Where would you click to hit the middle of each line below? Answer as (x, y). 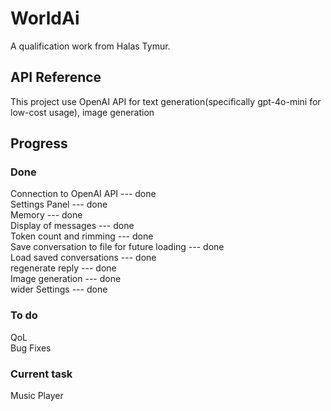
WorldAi (45, 18)
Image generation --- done (66, 279)
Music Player (37, 396)
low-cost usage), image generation (82, 112)
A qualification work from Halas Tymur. (90, 46)
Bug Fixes (31, 348)
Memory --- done (46, 215)
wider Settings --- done (59, 289)
